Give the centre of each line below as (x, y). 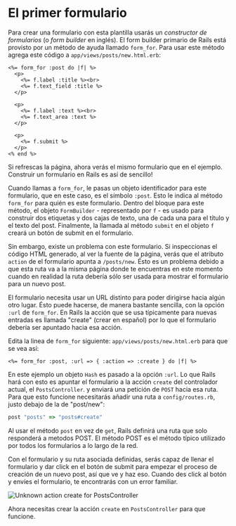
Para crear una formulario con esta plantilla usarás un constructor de (107, 32)
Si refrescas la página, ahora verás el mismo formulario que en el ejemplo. (116, 167)
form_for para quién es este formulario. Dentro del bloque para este (106, 203)
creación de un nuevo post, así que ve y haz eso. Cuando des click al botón (117, 474)
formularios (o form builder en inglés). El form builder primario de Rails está (117, 39)
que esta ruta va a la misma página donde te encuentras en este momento (116, 269)
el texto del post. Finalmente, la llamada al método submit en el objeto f (111, 225)
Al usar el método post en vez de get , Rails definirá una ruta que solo (108, 430)
